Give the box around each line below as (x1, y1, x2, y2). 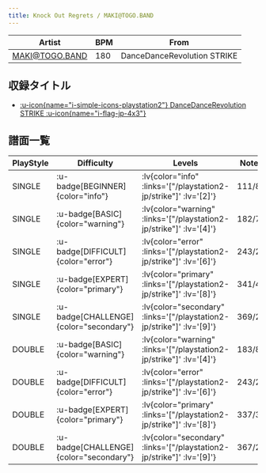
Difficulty (77, 157, 113, 168)
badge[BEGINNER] (56, 181, 127, 192)
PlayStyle (12, 157, 49, 168)
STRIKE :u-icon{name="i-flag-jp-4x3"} (19, 108, 146, 119)
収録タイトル (8, 79, 71, 93)
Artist (38, 36, 61, 47)
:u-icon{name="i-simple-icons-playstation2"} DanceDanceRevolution (19, 100, 247, 110)
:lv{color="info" (141, 171, 199, 182)
